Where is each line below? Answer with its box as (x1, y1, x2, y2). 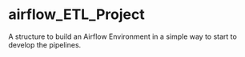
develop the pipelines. (8, 40, 82, 49)
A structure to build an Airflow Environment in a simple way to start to (8, 32, 238, 41)
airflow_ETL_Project (8, 6, 146, 24)
